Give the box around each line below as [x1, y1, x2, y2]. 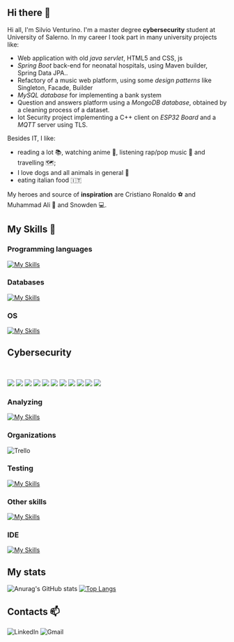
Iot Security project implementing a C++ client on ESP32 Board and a [17, 113, 217, 121]
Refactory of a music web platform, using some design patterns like [17, 76, 212, 84]
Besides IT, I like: [7, 134, 56, 142]
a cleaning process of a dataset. [17, 105, 110, 114]
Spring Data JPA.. [17, 68, 68, 77]
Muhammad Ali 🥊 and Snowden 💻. [7, 200, 107, 209]
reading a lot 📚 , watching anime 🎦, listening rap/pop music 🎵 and [17, 148, 205, 156]
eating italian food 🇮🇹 [17, 176, 82, 184]
